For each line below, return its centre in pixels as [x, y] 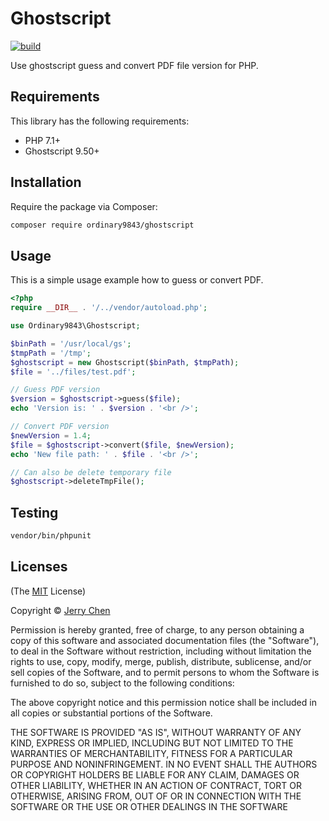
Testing [34, 512]
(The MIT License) [48, 591]
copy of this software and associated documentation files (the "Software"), [165, 640]
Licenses [39, 567]
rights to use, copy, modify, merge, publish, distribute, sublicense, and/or [161, 661]
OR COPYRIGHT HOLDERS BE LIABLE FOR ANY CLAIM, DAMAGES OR [155, 774]
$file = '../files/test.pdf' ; [73, 372]
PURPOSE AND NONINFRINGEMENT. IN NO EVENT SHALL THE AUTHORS [164, 764]
